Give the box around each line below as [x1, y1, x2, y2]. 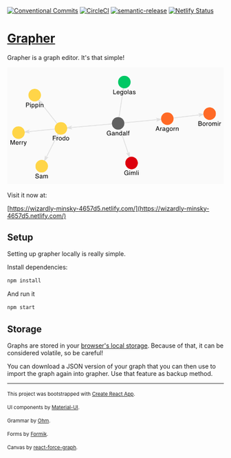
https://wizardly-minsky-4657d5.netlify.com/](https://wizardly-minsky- [9, 204, 210, 212]
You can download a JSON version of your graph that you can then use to [7, 362, 217, 370]
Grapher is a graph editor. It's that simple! [7, 53, 125, 61]
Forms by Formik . [7, 430, 49, 437]
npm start [7, 304, 36, 311]
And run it [7, 290, 36, 298]
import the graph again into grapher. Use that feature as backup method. [7, 369, 213, 377]
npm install [7, 277, 41, 284]
